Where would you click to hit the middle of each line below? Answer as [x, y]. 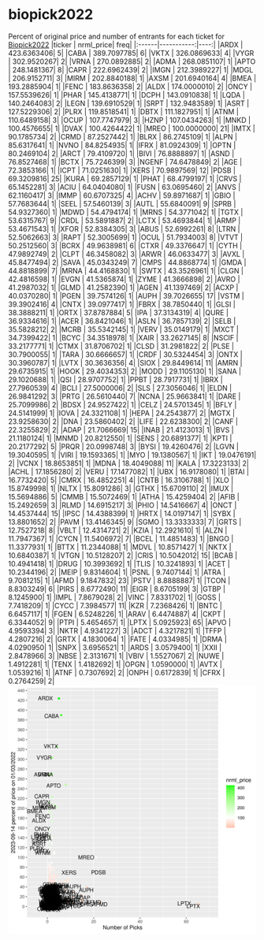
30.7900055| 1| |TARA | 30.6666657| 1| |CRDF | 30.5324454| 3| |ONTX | [125, 354]
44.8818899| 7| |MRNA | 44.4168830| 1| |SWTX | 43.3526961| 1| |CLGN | [126, 270]
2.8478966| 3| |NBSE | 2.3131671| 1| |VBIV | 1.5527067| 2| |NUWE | [116, 656]
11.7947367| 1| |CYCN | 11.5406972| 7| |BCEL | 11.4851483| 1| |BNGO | [121, 538]
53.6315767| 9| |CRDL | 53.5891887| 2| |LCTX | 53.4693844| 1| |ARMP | [125, 220]
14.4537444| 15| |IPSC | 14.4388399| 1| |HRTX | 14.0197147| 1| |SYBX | [122, 513]
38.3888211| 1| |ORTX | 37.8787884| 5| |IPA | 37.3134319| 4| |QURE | [118, 312]
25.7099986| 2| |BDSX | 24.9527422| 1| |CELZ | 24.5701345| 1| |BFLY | [123, 404]
